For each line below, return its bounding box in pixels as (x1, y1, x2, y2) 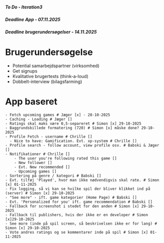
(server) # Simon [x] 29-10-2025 (5, 191, 75, 196)
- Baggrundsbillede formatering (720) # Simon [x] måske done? (5, 126, 140, 131)
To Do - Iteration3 (5, 4, 42, 10)
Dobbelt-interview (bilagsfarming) (12, 79, 82, 84)
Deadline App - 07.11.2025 (5, 16, 61, 22)
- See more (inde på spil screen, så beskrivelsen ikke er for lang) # (5, 221, 157, 226)
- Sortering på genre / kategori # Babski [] (5, 173, 101, 178)
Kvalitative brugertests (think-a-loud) (12, 74, 89, 80)
